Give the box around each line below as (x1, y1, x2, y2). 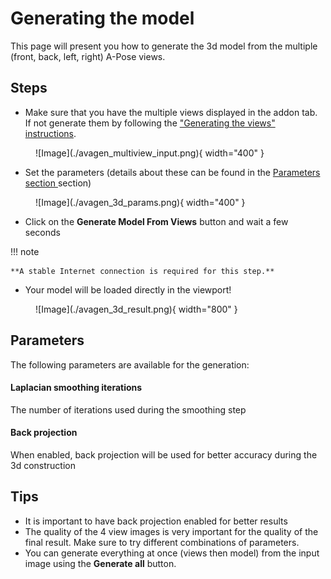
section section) (24, 177, 92, 189)
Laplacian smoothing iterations (10, 382, 143, 394)
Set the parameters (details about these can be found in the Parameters (24, 166, 321, 178)
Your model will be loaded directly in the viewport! (24, 283, 232, 296)
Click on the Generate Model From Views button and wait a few (24, 215, 289, 227)
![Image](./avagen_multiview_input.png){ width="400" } (35, 147, 265, 159)
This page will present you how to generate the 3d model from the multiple (10, 40, 318, 52)
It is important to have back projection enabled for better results (24, 515, 288, 527)
